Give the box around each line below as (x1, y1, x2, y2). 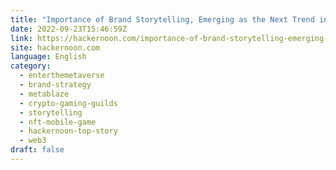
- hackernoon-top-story (19, 126, 118, 136)
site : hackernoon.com (10, 42, 101, 53)
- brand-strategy (19, 80, 92, 90)
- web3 (19, 136, 47, 146)
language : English (10, 52, 87, 62)
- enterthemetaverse (19, 71, 105, 81)
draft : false (10, 145, 65, 155)
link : (10, 33, 33, 43)
